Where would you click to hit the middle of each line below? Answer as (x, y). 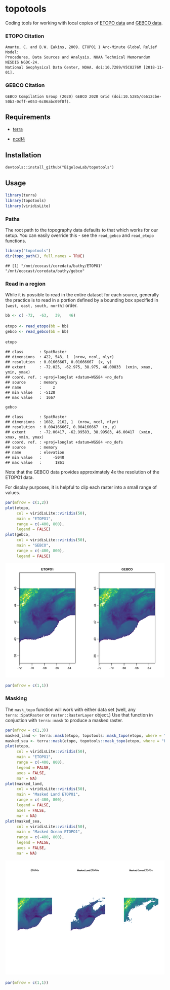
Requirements (28, 117)
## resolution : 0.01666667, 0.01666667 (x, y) (59, 362)
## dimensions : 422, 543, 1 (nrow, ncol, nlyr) (60, 357)
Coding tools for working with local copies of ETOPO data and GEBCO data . (84, 23)
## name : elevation (35, 453)
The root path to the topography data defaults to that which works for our (82, 230)
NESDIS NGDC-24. (22, 62)
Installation (23, 155)
